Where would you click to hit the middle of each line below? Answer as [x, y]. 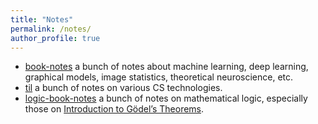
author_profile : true [55, 38]
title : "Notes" [42, 19]
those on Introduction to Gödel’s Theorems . [114, 109]
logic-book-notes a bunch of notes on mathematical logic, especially [166, 98]
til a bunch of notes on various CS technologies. [123, 88]
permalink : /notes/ [51, 29]
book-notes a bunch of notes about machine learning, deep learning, [166, 67]
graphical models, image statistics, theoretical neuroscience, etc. [159, 77]
